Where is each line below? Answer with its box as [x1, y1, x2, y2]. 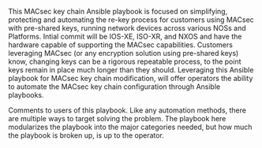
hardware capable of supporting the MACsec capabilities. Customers [8, 40, 233, 50]
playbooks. [8, 91, 45, 99]
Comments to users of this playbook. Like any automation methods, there [8, 105, 247, 115]
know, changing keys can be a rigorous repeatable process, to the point [8, 57, 241, 66]
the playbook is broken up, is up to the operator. [8, 131, 164, 140]
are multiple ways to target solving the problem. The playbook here [8, 114, 226, 123]
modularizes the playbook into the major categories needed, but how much [8, 122, 253, 131]
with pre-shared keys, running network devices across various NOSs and [8, 24, 246, 32]
